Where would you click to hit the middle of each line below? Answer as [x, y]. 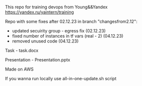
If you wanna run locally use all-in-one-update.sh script [61, 79]
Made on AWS [19, 69]
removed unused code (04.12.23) [45, 41]
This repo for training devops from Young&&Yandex [56, 7]
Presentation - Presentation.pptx [38, 60]
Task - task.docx [22, 50]
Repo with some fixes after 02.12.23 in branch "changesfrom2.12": [71, 21]
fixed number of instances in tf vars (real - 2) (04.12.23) [68, 36]
